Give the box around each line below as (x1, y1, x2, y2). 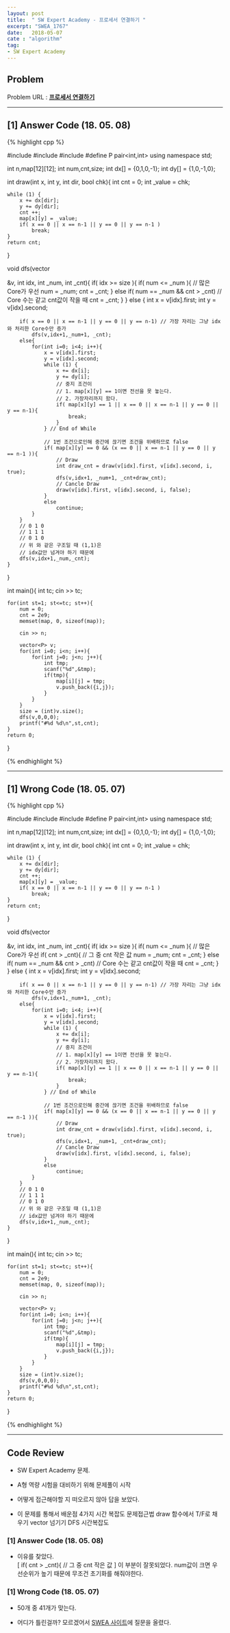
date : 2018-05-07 (7, 29, 63, 36)
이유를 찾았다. (16, 1552, 55, 1561)
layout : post (7, 10, 44, 17)
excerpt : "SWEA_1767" (7, 23, 69, 30)
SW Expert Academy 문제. (16, 1466, 90, 1475)
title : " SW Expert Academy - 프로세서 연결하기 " (7, 16, 146, 23)
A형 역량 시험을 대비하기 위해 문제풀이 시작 (16, 1481, 131, 1489)
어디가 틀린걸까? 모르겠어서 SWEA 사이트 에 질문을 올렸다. (16, 1618, 171, 1626)
